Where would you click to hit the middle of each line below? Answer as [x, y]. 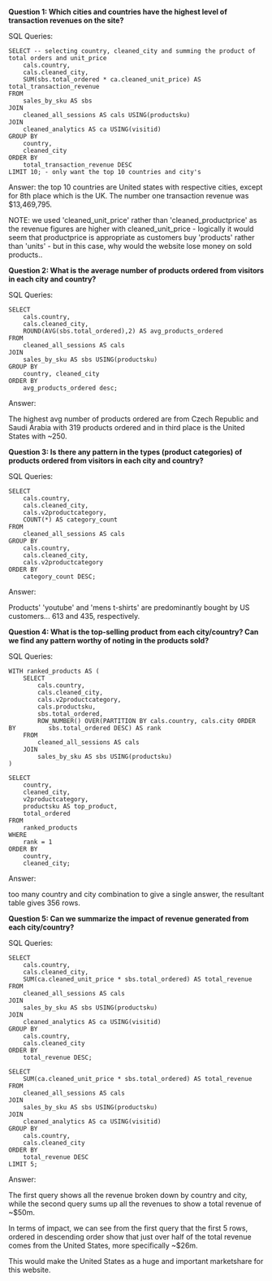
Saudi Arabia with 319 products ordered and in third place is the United [127, 427]
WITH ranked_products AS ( [54, 671]
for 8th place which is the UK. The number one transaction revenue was [129, 196]
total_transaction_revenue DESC [78, 165]
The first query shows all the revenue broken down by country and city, [128, 1195]
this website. [30, 1270]
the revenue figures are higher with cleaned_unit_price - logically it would [131, 229]
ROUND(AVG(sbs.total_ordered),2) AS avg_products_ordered [123, 331]
